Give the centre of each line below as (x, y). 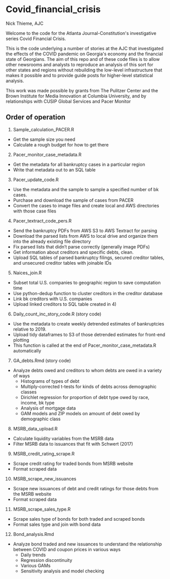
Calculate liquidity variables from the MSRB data (63, 438)
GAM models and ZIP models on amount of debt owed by (80, 413)
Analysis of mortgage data (48, 408)
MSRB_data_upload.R (35, 428)
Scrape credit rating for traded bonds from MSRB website (73, 463)
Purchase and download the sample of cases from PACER (73, 200)
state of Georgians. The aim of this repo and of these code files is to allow (83, 59)
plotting (21, 340)
